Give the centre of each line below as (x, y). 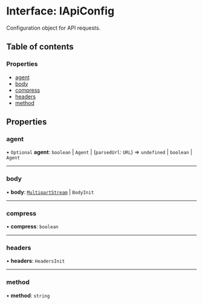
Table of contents (40, 47)
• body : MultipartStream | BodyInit (50, 192)
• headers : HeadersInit (36, 261)
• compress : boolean (32, 226)
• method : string (28, 295)
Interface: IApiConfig (60, 11)
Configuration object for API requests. (53, 28)
